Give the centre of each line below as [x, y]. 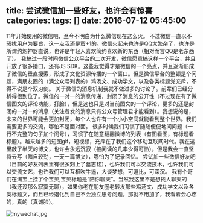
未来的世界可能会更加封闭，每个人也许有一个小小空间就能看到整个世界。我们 [101, 119]
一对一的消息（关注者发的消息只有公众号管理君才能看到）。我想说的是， [105, 111]
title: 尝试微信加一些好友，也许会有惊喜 [79, 11]
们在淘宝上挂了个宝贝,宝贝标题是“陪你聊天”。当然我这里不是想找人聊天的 [97, 179]
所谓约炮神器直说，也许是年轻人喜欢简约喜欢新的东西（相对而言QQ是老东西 [100, 51]
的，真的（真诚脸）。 [31, 201]
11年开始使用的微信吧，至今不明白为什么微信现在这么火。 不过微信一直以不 [99, 36]
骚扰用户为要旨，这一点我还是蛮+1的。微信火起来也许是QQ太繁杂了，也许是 [101, 43]
